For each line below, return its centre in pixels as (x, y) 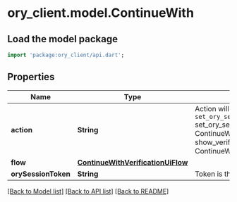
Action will (212, 108)
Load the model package (63, 39)
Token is (209, 174)
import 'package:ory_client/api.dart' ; (66, 55)
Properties (31, 77)
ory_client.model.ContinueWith (101, 13)
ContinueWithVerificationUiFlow (133, 162)
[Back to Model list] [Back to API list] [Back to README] (88, 191)
